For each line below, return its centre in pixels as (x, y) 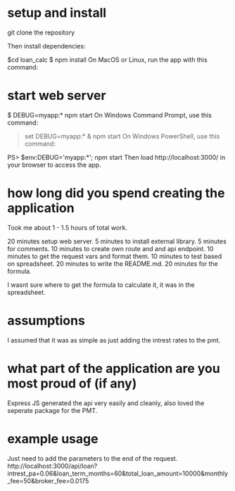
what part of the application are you (114, 368)
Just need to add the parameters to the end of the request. (93, 458)
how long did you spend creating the (116, 193)
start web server (57, 96)
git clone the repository (41, 32)
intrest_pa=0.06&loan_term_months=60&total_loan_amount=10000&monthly (118, 473)
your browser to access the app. (54, 165)
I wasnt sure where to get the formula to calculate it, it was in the (101, 285)
